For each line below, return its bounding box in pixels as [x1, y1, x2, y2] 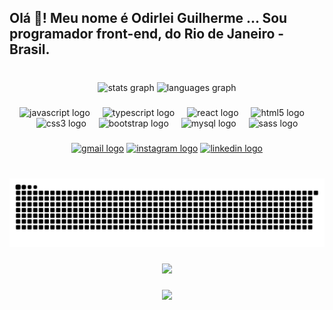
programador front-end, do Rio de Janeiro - [9, 26, 285, 43]
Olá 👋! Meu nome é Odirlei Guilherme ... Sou [9, 10, 288, 27]
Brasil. [9, 41, 51, 58]
